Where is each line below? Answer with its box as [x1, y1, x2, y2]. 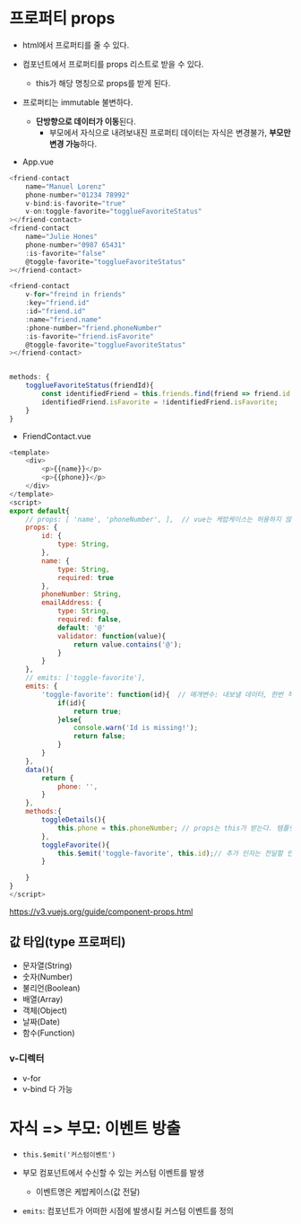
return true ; [73, 707, 123, 716]
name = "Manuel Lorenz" [25, 181, 106, 191]
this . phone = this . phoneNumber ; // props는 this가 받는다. [56, 823, 273, 832]
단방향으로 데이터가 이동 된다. [35, 116, 136, 127]
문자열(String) [21, 960, 73, 971]
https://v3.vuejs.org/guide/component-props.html [9, 906, 193, 917]
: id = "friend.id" [25, 307, 87, 316]
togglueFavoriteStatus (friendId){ [25, 381, 154, 391]
